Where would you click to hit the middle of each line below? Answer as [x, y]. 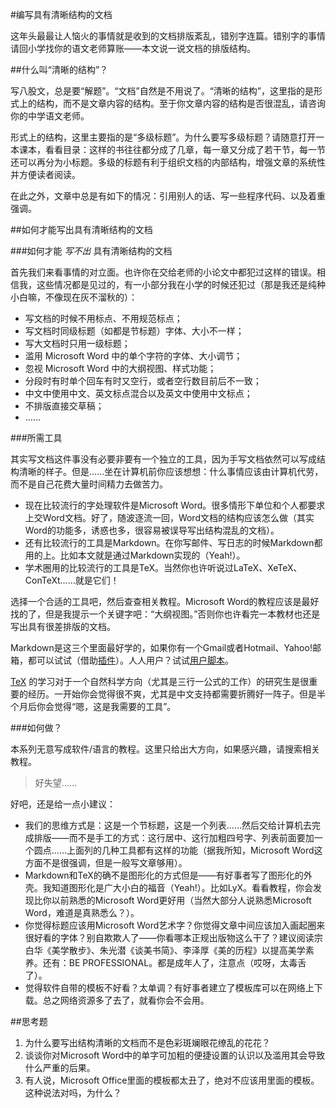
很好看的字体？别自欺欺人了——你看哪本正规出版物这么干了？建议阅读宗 [173, 937]
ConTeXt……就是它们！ [72, 580]
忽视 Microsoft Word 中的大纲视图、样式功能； [120, 368]
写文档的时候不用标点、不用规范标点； [103, 318]
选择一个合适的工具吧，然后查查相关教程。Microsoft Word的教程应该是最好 [165, 601]
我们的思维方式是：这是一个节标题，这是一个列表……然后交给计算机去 [168, 825]
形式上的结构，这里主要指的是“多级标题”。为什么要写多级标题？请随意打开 [163, 137]
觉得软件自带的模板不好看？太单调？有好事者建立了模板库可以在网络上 [169, 987]
